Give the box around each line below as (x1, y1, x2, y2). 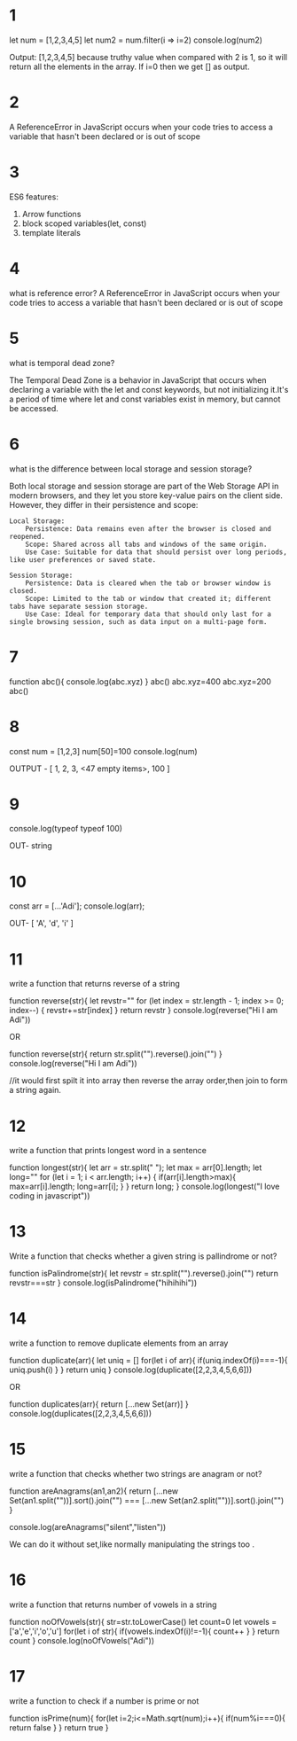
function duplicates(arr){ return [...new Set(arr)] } (9, 1399, 189, 1409)
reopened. (9, 532, 46, 541)
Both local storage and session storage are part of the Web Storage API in (9, 480, 279, 491)
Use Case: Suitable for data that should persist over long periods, (25, 547, 288, 557)
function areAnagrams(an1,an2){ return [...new (9, 1486, 179, 1496)
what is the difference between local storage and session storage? (9, 463, 253, 474)
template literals (21, 227, 82, 238)
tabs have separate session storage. (9, 602, 149, 611)
